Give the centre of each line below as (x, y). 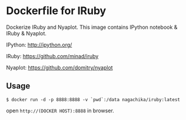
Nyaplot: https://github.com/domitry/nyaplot (59, 67)
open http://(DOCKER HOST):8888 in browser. (60, 111)
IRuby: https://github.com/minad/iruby (52, 56)
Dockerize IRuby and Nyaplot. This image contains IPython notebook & (92, 27)
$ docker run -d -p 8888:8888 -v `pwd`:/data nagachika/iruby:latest (93, 99)
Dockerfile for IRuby (56, 11)
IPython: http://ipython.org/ (39, 45)
